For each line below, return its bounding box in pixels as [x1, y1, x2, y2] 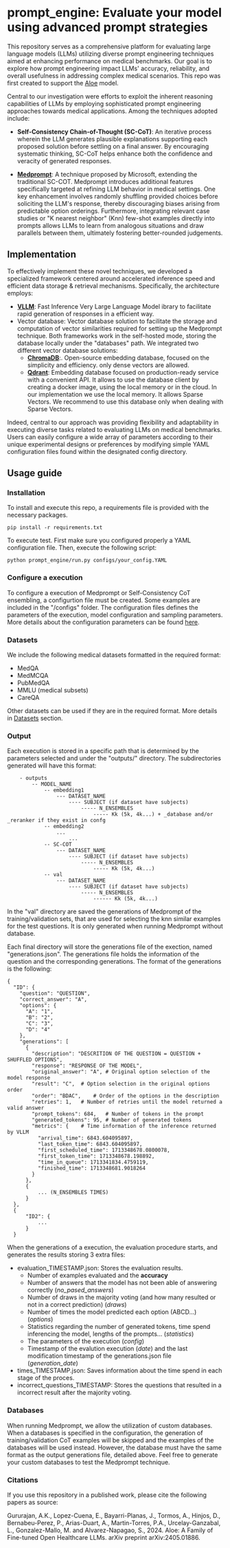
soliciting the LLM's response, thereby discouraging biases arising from [16, 199, 220, 207]
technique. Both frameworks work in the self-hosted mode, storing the [16, 331, 217, 340]
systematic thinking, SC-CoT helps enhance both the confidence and [16, 149, 213, 158]
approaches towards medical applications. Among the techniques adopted [7, 107, 218, 115]
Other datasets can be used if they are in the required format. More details [7, 707, 218, 715]
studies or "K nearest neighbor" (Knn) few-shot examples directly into [16, 214, 215, 222]
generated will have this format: [7, 761, 97, 770]
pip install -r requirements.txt [7, 524, 103, 531]
